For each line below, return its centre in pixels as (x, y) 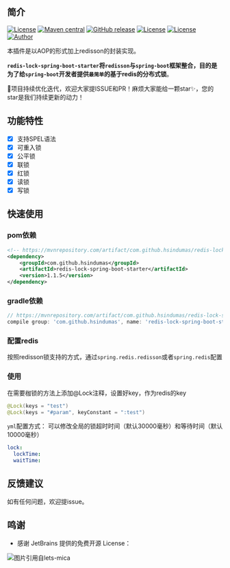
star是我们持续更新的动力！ (46, 97)
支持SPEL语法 (37, 139)
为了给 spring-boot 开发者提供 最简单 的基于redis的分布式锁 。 (90, 73)
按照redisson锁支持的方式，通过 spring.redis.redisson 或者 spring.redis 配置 (115, 357)
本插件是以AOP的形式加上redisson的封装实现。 (74, 51)
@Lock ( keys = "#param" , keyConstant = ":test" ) (76, 412)
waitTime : (27, 461)
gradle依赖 (25, 301)
